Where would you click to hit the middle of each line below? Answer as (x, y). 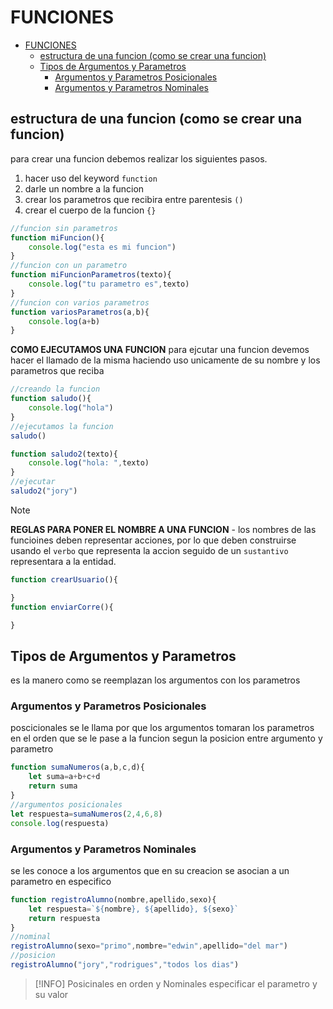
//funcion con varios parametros (80, 302)
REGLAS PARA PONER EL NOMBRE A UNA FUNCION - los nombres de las (163, 529)
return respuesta (64, 918)
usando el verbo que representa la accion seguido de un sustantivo (149, 550)
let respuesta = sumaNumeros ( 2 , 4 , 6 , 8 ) (86, 814)
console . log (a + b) (64, 321)
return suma (53, 786)
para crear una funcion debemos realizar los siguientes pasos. (139, 158)
